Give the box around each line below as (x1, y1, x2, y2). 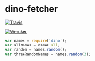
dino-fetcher (5, 3, 58, 15)
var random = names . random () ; (5, 47, 67, 52)
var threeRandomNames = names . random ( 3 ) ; (5, 52, 91, 57)
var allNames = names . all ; (5, 43, 60, 47)
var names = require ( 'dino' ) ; (5, 38, 67, 43)
